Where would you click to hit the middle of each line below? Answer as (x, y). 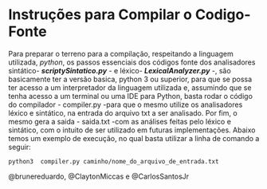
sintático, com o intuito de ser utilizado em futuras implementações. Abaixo (132, 130)
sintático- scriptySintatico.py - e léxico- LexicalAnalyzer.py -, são (120, 70)
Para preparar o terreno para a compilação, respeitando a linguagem (121, 53)
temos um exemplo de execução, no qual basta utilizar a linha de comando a (134, 138)
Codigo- (223, 15)
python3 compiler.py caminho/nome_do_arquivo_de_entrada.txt (114, 161)
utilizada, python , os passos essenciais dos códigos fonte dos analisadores (132, 62)
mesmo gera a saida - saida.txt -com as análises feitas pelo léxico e (120, 121)
